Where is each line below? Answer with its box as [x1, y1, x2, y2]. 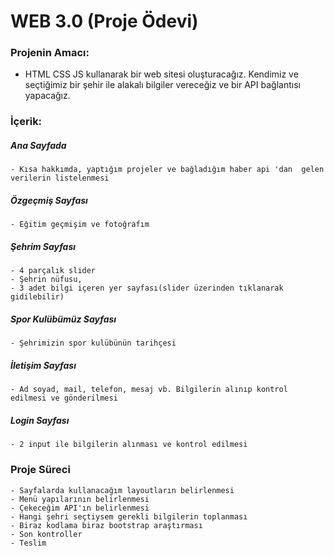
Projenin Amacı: [10, 46, 90, 60]
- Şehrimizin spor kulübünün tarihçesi [10, 338, 177, 349]
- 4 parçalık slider [10, 266, 97, 276]
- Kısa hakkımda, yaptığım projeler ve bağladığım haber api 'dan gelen [10, 165, 325, 175]
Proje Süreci [10, 463, 71, 477]
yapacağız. [24, 90, 71, 102]
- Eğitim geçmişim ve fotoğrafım [10, 220, 150, 230]
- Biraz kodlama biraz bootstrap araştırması [10, 520, 203, 530]
